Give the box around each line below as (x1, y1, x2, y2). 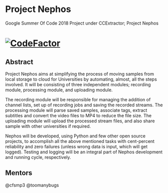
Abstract (5, 58, 34, 66)
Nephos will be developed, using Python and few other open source (5, 133, 146, 139)
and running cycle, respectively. (5, 154, 71, 160)
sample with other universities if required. (5, 123, 91, 129)
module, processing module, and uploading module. (5, 87, 113, 93)
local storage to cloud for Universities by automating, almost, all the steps (5, 76, 157, 82)
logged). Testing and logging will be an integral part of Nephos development (5, 149, 163, 155)
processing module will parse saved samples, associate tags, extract (5, 107, 147, 113)
